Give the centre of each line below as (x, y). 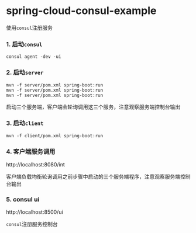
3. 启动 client (25, 123)
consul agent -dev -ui (34, 57)
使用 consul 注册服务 (29, 27)
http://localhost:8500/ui (35, 212)
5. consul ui (23, 200)
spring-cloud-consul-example (81, 11)
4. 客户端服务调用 (31, 151)
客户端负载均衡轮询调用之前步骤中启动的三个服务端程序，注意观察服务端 (93, 177)
